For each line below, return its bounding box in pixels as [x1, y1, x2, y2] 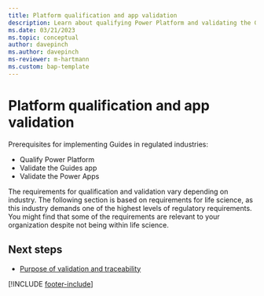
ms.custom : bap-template [8, 63, 90, 71]
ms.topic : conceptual [8, 33, 79, 42]
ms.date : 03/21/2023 [8, 26, 76, 34]
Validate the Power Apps [19, 171, 100, 181]
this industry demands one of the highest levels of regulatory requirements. [8, 203, 253, 213]
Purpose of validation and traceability [19, 264, 141, 273]
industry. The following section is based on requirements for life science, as [8, 194, 254, 205]
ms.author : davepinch [8, 48, 79, 56]
